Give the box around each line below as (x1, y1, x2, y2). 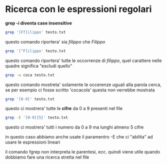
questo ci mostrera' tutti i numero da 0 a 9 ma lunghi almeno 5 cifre (5, 124, 144, 130)
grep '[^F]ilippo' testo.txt (5, 48, 66, 53)
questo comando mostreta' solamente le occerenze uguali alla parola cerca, (5, 81, 161, 87)
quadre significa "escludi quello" (5, 62, 72, 68)
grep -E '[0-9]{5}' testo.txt (5, 115, 68, 120)
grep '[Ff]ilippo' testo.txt (5, 29, 66, 34)
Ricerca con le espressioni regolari (5, 3, 152, 15)
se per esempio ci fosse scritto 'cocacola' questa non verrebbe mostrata (5, 86, 155, 93)
